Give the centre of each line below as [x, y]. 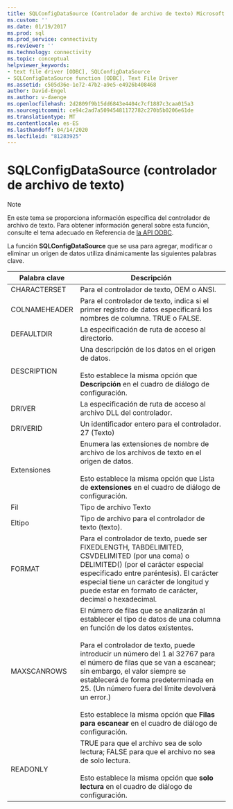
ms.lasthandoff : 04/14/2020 [48, 130]
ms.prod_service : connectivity [52, 40]
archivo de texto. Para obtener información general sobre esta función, [109, 225]
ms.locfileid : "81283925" [44, 136]
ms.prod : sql [26, 33]
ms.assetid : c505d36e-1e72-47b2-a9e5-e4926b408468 [82, 85]
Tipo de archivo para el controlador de [143, 519]
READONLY [29, 769]
